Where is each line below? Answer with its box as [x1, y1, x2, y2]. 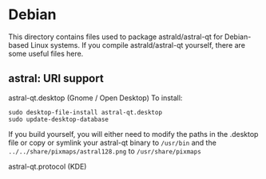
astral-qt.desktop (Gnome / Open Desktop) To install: [8, 93, 183, 103]
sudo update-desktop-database [8, 115, 109, 123]
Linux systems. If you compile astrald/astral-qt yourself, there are [30, 40, 246, 49]
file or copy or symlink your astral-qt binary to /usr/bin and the [8, 138, 217, 147]
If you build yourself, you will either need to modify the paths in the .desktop [8, 129, 259, 138]
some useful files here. [8, 49, 84, 58]
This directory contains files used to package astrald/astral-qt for [8, 32, 224, 41]
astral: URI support [8, 72, 104, 85]
